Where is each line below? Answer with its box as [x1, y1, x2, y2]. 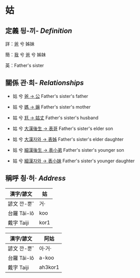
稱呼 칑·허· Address [5, 174, 66, 183]
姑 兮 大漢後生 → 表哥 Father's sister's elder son [12, 125, 113, 131]
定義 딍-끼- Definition [5, 26, 73, 35]
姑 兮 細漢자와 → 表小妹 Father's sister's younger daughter [12, 158, 135, 164]
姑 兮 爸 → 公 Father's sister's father [12, 93, 89, 99]
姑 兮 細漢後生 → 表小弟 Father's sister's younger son [12, 147, 124, 153]
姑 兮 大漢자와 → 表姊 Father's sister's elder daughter [12, 136, 124, 142]
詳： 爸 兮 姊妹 [5, 41, 34, 47]
